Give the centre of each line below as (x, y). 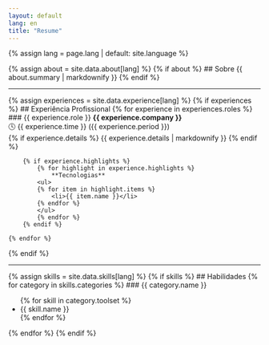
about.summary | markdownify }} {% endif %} (84, 78)
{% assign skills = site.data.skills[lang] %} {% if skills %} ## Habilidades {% (133, 277)
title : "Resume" (35, 30)
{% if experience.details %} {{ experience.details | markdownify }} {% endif (133, 138)
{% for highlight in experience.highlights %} (116, 168)
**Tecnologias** (78, 176)
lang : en (23, 23)
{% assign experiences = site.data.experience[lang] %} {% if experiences (130, 100)
